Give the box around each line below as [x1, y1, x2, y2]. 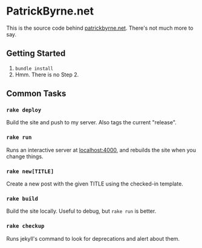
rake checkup [6, 223, 45, 230]
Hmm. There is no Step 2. [15, 71, 79, 78]
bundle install [15, 65, 54, 72]
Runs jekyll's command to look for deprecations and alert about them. [6, 235, 180, 242]
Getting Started [6, 49, 66, 59]
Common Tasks [6, 89, 67, 99]
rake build [6, 195, 38, 202]
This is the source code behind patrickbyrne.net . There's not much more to [6, 24, 194, 32]
